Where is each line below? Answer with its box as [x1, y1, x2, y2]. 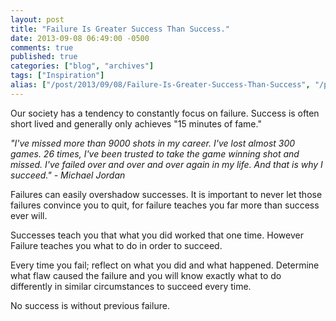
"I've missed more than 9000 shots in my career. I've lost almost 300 [10, 137, 296, 149]
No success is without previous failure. [10, 299, 170, 311]
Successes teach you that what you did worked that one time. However [10, 229, 304, 241]
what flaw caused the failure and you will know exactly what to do [10, 269, 282, 281]
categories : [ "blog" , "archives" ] [10, 61, 155, 71]
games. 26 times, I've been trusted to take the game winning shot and [10, 147, 300, 160]
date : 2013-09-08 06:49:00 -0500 [10, 33, 150, 43]
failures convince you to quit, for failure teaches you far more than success [10, 199, 320, 211]
